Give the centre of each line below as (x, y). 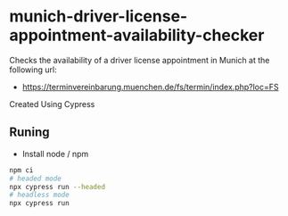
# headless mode (39, 195)
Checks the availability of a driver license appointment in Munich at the (140, 60)
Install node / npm (55, 154)
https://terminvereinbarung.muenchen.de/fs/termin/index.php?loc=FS (150, 87)
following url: (33, 70)
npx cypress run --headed (57, 187)
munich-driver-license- (99, 17)
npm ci (21, 170)
